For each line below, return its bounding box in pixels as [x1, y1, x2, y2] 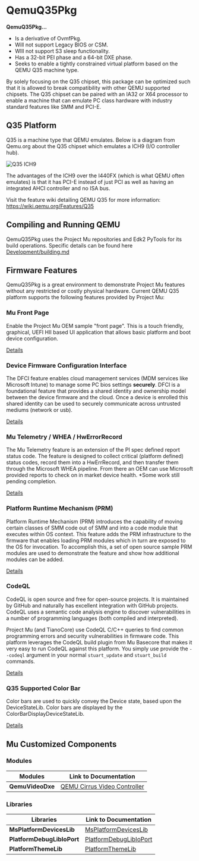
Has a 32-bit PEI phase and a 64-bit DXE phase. [14, 54, 132, 61]
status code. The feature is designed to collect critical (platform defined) [6, 453, 184, 460]
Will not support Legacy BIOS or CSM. [14, 41, 109, 48]
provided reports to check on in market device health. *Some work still [6, 471, 180, 479]
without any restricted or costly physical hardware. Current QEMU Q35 [6, 287, 179, 295]
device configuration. [6, 334, 58, 342]
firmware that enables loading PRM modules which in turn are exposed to [6, 537, 186, 544]
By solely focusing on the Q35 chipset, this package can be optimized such [6, 78, 191, 85]
